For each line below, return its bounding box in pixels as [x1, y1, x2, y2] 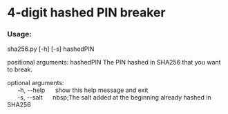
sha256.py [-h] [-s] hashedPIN [7, 45, 95, 53]
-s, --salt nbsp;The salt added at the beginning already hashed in [17, 93, 212, 102]
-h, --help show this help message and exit [17, 86, 149, 94]
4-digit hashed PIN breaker [7, 5, 166, 21]
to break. [7, 65, 33, 73]
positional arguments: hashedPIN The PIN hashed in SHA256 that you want [7, 58, 221, 67]
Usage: [7, 30, 32, 39]
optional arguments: [7, 79, 64, 87]
